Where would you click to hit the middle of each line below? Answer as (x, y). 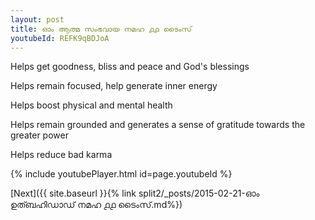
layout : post (37, 19)
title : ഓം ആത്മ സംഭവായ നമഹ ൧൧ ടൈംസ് (101, 29)
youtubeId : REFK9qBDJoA (60, 38)
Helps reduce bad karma (61, 155)
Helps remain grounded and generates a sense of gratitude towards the (158, 125)
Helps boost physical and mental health (91, 105)
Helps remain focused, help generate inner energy (114, 86)
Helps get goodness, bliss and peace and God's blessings (130, 67)
